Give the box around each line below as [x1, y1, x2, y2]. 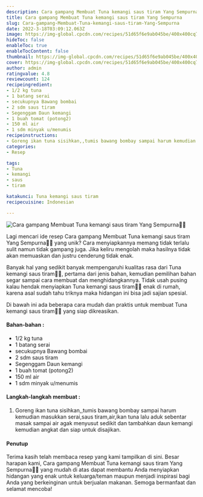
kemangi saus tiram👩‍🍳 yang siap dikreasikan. [6, 307, 119, 315]
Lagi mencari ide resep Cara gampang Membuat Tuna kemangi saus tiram [6, 232, 190, 240]
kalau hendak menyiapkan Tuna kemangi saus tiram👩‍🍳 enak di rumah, [6, 283, 181, 290]
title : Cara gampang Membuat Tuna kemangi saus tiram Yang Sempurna [6, 14, 182, 21]
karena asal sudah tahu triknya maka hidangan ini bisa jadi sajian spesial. [6, 289, 188, 297]
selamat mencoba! [6, 486, 53, 493]
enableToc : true [6, 43, 47, 49]
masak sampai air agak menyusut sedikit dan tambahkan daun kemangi [14, 420, 193, 427]
